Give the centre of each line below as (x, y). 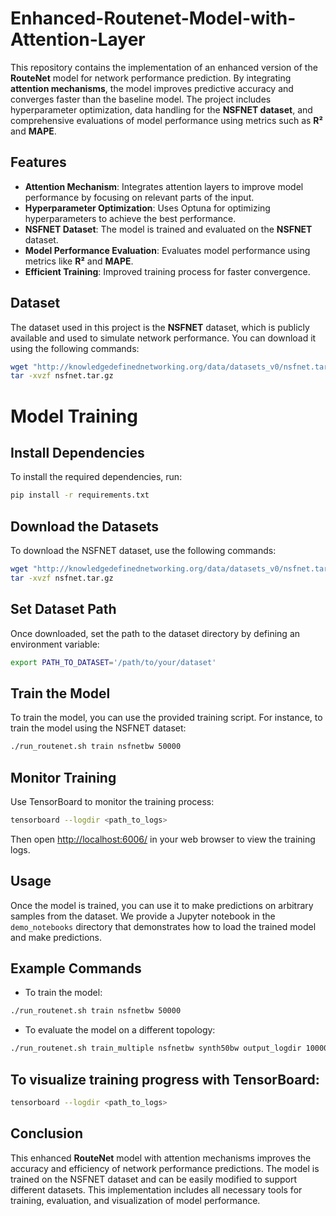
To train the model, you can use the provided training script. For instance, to (166, 718)
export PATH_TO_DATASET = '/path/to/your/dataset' (113, 662)
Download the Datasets (85, 526)
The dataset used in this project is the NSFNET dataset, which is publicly (160, 327)
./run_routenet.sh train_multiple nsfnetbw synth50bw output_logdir (156, 1048)
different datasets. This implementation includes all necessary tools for (156, 1189)
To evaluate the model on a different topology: (120, 1030)
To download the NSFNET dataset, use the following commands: (143, 550)
